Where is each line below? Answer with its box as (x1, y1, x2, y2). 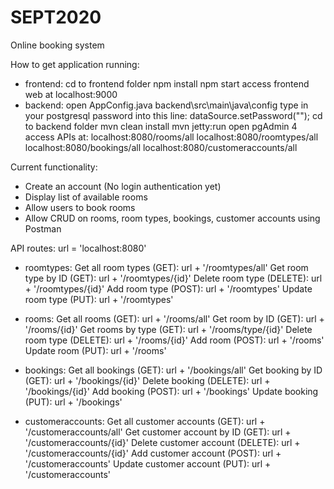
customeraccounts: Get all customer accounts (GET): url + (24, 415, 266, 427)
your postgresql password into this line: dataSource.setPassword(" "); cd (24, 109, 323, 121)
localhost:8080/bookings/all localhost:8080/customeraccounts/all (24, 141, 298, 153)
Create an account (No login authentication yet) (24, 180, 222, 192)
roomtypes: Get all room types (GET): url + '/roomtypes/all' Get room (24, 261, 309, 273)
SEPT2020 (10, 6, 102, 29)
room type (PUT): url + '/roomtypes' (24, 293, 174, 305)
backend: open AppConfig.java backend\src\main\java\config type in (24, 99, 309, 111)
